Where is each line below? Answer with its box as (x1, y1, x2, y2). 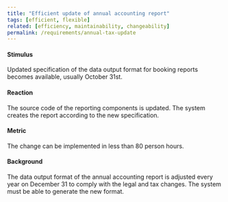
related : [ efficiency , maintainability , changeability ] (7, 23, 170, 29)
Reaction (7, 88, 34, 97)
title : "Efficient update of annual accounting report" (7, 10, 170, 17)
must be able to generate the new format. (7, 188, 125, 196)
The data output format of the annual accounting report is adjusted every (7, 173, 214, 181)
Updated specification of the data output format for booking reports (7, 66, 199, 74)
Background (7, 157, 43, 166)
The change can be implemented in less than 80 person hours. (7, 142, 184, 150)
